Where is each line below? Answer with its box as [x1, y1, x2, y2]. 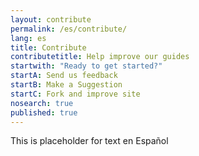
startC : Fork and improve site [10, 89, 141, 99]
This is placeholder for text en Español [10, 135, 169, 147]
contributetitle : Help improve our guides [10, 52, 190, 62]
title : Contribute [10, 42, 87, 53]
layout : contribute [10, 14, 92, 25]
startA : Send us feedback [10, 71, 118, 81]
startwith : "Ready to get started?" [10, 61, 163, 71]
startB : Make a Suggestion [10, 80, 123, 90]
